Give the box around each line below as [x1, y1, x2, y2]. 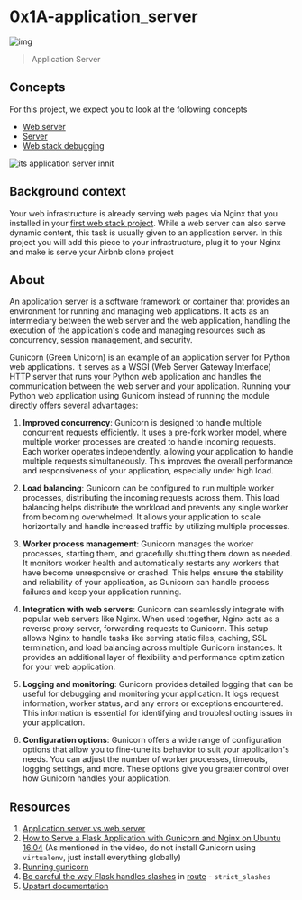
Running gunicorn [22, 861, 89, 872]
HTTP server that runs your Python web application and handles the [9, 372, 262, 382]
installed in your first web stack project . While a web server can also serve [9, 217, 286, 228]
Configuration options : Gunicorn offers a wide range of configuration [22, 735, 282, 746]
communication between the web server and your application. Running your [9, 381, 291, 391]
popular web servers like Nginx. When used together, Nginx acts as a [22, 613, 279, 624]
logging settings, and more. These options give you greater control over [22, 764, 290, 775]
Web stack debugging [22, 140, 105, 151]
